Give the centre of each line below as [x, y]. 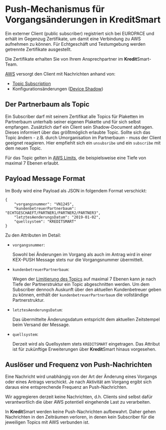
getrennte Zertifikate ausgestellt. [38, 49]
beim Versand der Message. [41, 325]
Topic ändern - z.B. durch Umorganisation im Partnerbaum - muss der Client [83, 137]
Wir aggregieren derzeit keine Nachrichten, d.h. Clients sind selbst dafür [79, 397]
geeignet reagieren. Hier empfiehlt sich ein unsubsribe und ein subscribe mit [83, 143]
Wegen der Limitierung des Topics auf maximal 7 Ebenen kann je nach [84, 279]
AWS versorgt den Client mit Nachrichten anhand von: [60, 74]
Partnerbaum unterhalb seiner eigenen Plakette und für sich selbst [73, 122]
